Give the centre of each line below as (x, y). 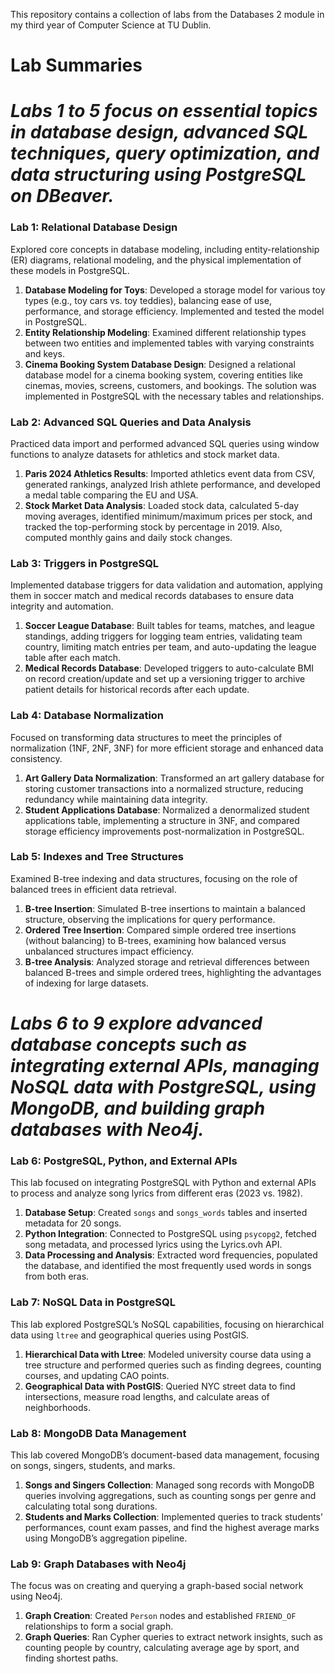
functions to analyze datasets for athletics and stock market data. (145, 454)
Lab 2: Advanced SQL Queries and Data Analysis (131, 422)
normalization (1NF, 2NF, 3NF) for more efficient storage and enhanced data (167, 748)
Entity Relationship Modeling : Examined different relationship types (165, 332)
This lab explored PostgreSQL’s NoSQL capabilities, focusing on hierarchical (167, 1324)
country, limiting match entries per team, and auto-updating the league (170, 647)
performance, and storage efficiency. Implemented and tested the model (174, 311)
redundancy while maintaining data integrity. (116, 799)
